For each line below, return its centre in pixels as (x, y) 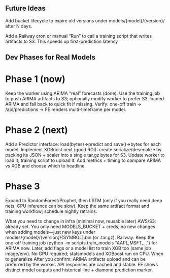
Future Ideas (25, 8)
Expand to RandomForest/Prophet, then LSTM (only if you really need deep (84, 201)
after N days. (19, 26)
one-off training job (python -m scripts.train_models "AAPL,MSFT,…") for (81, 243)
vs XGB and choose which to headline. (46, 166)
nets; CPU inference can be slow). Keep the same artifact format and (77, 206)
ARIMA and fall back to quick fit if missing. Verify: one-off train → (73, 104)
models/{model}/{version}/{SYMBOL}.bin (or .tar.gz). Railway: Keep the (80, 238)
